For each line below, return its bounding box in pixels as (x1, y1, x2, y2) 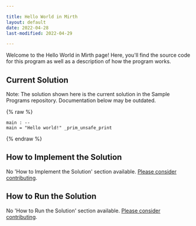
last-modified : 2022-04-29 (6, 30, 73, 36)
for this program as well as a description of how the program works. (6, 58, 171, 65)
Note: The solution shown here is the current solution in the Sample (6, 91, 170, 98)
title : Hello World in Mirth (6, 14, 78, 19)
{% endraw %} (6, 135, 43, 142)
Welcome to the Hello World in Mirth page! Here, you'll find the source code (6, 51, 191, 59)
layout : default (6, 19, 46, 25)
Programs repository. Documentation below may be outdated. (6, 97, 156, 104)
